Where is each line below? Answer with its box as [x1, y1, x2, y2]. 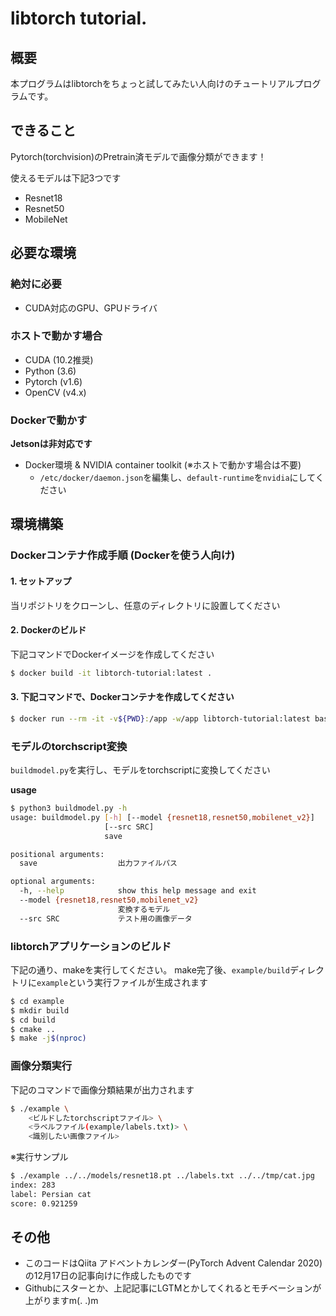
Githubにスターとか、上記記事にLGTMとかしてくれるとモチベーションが [24, 1282, 322, 1294]
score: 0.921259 [10, 1198, 78, 1209]
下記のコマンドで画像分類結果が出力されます [10, 1083, 195, 1096]
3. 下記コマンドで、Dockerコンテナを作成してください [10, 691, 235, 703]
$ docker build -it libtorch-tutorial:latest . [10, 668, 213, 678]
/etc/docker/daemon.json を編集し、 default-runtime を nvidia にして [39, 472, 316, 484]
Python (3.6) [24, 365, 77, 377]
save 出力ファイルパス [19, 858, 178, 869]
